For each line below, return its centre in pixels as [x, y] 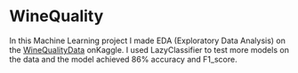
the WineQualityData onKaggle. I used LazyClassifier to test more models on [149, 49]
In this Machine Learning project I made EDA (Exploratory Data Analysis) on [148, 40]
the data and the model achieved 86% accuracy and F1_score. [123, 59]
